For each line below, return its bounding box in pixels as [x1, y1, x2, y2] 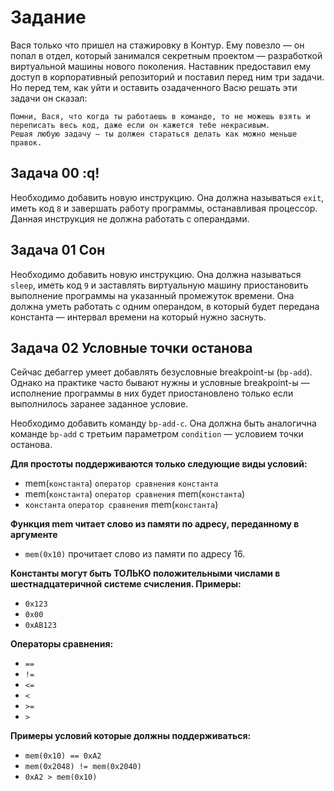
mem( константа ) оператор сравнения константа [24, 477, 219, 490]
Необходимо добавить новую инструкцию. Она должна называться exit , [10, 191, 325, 203]
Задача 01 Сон [10, 242, 106, 259]
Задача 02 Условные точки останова [10, 339, 253, 356]
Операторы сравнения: [10, 638, 114, 650]
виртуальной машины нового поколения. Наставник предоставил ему [10, 60, 312, 72]
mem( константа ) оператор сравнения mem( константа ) [24, 488, 246, 500]
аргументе [10, 529, 58, 541]
